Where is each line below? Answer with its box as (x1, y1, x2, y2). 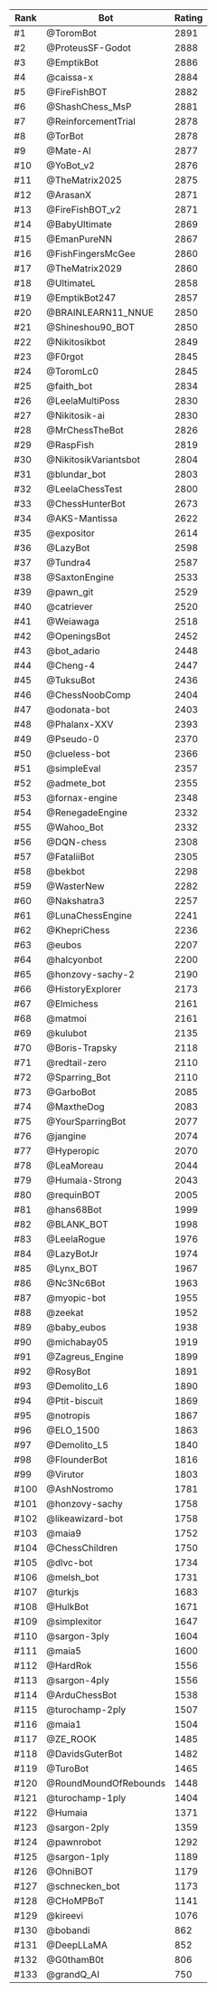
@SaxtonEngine (46, 571, 115, 583)
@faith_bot (46, 380, 93, 392)
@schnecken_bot (46, 1880, 120, 1892)
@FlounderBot (46, 1453, 108, 1465)
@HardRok (46, 1660, 92, 1672)
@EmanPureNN (46, 233, 113, 245)
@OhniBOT (46, 1865, 94, 1877)
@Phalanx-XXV (46, 719, 114, 730)
